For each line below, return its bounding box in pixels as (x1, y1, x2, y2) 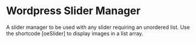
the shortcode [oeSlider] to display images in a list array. (6, 29, 143, 37)
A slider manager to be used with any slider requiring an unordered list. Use (6, 24, 190, 31)
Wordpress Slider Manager (6, 4, 141, 18)
